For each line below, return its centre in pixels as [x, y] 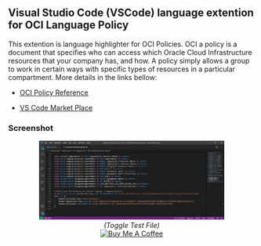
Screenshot [31, 128]
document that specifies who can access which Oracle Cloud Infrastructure [130, 52]
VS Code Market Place [56, 107]
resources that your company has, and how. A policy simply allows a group [129, 60]
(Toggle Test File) [131, 225]
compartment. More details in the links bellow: [83, 77]
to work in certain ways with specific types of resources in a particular [122, 69]
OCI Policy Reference [54, 92]
